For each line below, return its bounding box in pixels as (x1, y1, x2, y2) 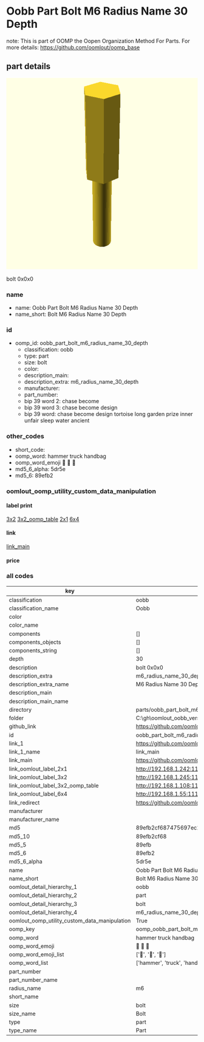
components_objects (8, 638, 61, 645)
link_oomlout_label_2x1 (8, 765, 68, 772)
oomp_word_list (8, 959, 49, 967)
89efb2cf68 (135, 833, 167, 840)
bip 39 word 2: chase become (24, 398, 100, 405)
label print (6, 502, 33, 509)
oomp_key (8, 925, 35, 933)
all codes (6, 572, 34, 581)
